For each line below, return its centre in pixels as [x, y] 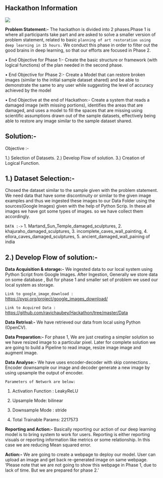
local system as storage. [30, 285]
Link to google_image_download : [39, 294]
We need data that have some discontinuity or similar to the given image [78, 196]
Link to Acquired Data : [30, 308]
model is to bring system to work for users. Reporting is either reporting [78, 435]
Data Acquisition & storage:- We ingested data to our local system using [79, 269]
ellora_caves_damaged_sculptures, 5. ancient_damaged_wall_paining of [78, 237]
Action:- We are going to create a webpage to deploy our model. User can [81, 455]
